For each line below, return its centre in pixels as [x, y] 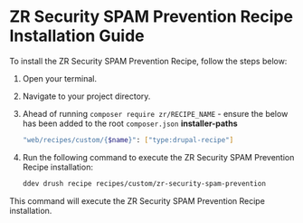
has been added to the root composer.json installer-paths [130, 123]
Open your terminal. [60, 78]
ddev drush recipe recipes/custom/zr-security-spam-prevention [144, 183]
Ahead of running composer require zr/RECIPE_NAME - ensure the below [155, 113]
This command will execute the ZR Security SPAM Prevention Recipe [137, 200]
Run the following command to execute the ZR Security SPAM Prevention [158, 157]
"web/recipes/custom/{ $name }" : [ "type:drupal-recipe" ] [128, 140]
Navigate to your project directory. [86, 96]
